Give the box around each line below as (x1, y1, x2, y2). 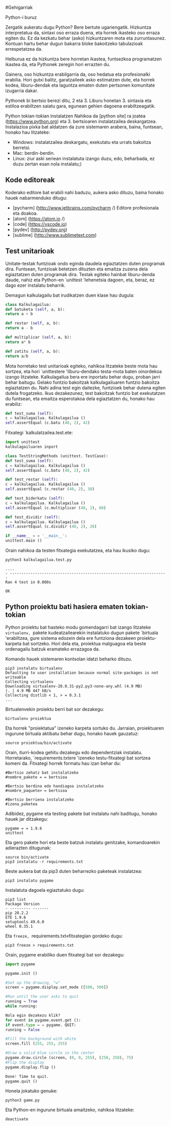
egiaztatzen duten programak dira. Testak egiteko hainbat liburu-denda (5, 271, 155, 277)
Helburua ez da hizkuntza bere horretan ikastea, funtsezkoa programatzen (5, 56, 162, 62)
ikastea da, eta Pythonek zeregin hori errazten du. (5, 61, 111, 67)
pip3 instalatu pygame (5, 878, 54, 883)
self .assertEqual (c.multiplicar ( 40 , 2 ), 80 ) (5, 505, 106, 510)
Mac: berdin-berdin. (12, 150, 55, 156)
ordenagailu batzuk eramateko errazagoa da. (5, 645, 101, 652)
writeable (5, 675, 27, 680)
